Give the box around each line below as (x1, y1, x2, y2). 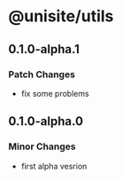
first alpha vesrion (20, 160, 88, 171)
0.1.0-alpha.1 (8, 42, 80, 57)
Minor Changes (8, 140, 76, 153)
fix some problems (20, 88, 89, 98)
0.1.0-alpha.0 (8, 113, 84, 129)
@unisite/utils (8, 6, 114, 27)
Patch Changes (8, 68, 76, 81)
